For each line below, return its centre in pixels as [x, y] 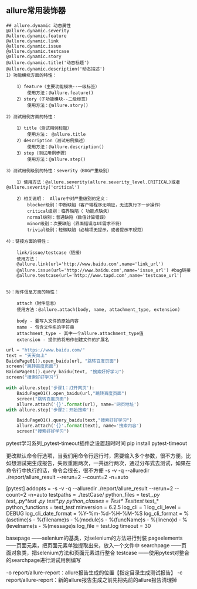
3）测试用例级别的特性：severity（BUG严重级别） [59, 170]
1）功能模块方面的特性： [31, 75]
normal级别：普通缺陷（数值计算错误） [68, 217]
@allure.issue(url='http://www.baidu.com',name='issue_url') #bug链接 [104, 270]
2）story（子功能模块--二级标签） [53, 99]
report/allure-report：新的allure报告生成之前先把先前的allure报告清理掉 [92, 580]
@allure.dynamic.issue [34, 46]
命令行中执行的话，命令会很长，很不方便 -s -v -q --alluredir [78, 471]
